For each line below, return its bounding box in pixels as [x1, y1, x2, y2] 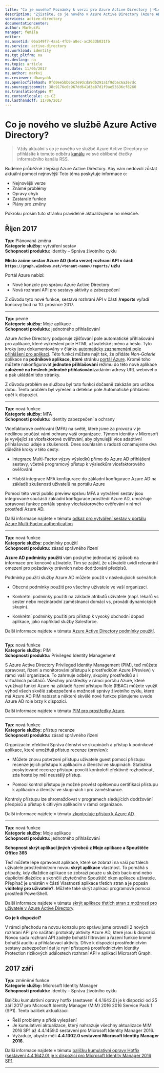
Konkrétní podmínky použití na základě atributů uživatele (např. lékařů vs [12, 593, 159, 599]
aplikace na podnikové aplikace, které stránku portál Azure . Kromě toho [5, 356, 151, 362]
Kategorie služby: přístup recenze [5, 727, 75, 733]
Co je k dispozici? [5, 915, 41, 920]
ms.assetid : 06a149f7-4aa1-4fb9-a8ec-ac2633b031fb [5, 39, 110, 44]
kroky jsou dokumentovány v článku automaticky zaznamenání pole [5, 346, 142, 352]
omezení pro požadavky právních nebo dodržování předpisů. [5, 565, 128, 571]
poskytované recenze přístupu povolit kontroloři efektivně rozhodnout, [12, 766, 154, 773]
